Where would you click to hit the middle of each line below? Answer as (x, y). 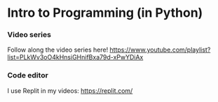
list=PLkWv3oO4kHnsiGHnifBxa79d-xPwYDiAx (75, 57)
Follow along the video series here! (58, 50)
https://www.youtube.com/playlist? (160, 50)
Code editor (28, 75)
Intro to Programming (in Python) (105, 13)
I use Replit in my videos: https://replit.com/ (70, 90)
